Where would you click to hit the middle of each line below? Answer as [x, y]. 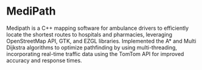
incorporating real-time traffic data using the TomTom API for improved [95, 54]
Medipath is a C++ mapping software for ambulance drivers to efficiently [98, 28]
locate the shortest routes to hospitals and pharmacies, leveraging [89, 34]
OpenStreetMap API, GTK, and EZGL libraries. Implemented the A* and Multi [101, 41]
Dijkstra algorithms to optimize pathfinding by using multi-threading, [92, 47]
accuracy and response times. [44, 60]
